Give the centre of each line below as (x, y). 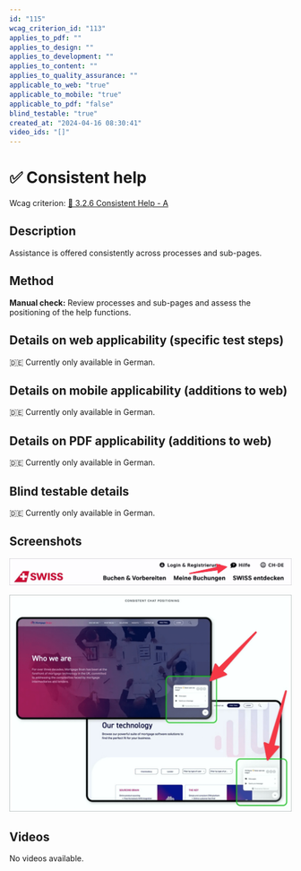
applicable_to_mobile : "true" (66, 94)
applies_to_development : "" (62, 57)
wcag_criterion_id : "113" (57, 28)
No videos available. (47, 858)
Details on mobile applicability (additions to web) (149, 390)
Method (32, 281)
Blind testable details (69, 492)
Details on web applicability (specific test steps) (146, 341)
